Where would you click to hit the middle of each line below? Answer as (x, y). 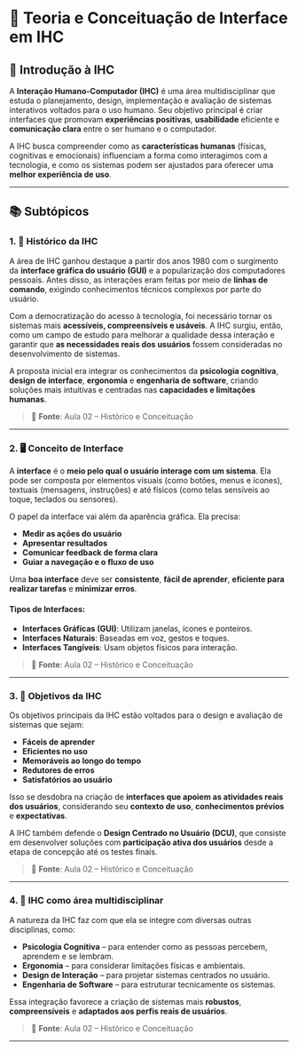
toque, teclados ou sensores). (63, 499)
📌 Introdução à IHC (62, 70)
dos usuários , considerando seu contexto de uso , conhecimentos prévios (147, 807)
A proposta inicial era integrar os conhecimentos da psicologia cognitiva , (144, 370)
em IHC (37, 37)
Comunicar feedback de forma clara (90, 552)
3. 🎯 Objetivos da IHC (55, 697)
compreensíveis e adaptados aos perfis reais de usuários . (118, 1011)
